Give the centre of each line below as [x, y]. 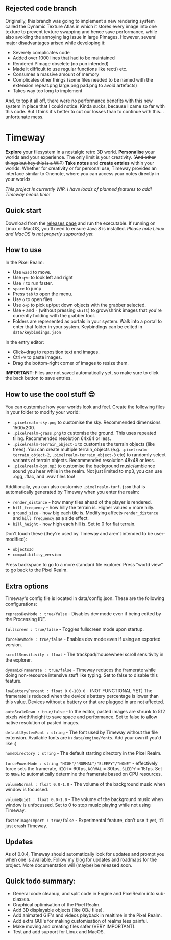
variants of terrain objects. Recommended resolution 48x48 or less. [84, 461]
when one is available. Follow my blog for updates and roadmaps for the [81, 859]
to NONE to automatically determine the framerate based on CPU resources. [84, 774]
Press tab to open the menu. [43, 294]
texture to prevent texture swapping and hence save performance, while [81, 32]
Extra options [27, 586]
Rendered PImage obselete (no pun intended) [60, 63]
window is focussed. [27, 789]
